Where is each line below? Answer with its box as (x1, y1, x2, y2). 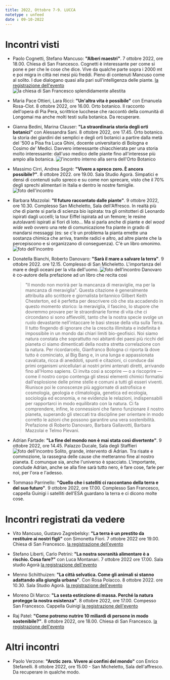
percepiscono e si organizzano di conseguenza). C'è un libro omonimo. (12, 241, 162, 247)
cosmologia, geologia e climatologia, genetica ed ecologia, (25, 390, 148, 396)
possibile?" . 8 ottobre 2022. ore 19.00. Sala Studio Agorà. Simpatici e (12, 171, 158, 178)
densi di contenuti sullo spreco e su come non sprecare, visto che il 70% (12, 177, 164, 183)
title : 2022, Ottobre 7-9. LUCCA (5, 7, 76, 13)
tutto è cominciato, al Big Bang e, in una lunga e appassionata (25, 352, 154, 358)
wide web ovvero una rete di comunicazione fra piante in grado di (12, 224, 150, 231)
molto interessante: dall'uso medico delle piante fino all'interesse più (12, 151, 156, 157)
